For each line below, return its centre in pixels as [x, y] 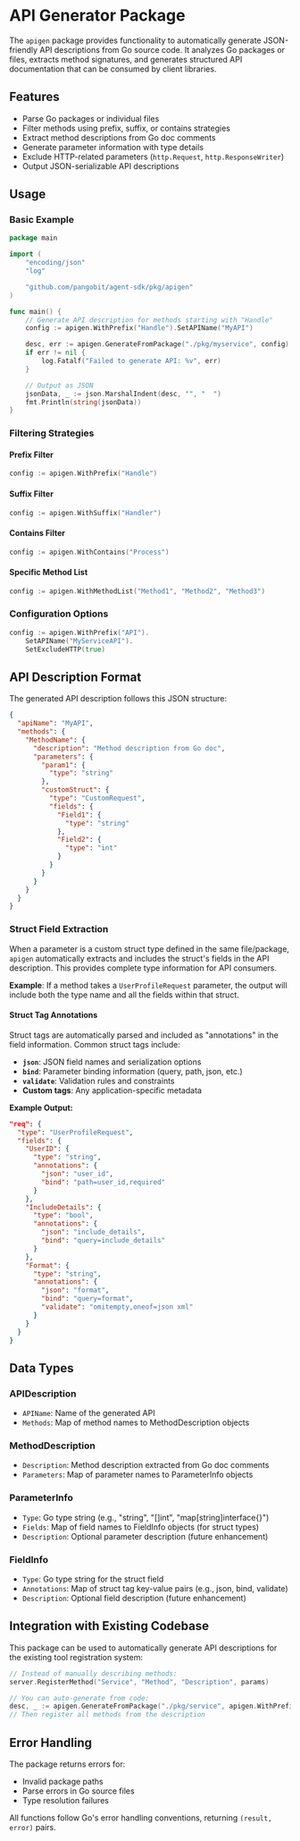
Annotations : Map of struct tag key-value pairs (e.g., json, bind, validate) [155, 1588]
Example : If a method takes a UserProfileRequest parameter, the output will [148, 985]
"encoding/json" [56, 263]
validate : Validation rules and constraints [98, 1081]
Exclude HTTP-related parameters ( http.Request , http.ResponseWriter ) [153, 157]
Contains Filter [37, 532]
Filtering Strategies [52, 433]
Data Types [42, 1368]
